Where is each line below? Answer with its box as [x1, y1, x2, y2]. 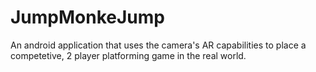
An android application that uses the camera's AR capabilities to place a [10, 39, 307, 51]
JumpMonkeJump [10, 6, 165, 29]
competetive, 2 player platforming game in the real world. [10, 49, 247, 61]
